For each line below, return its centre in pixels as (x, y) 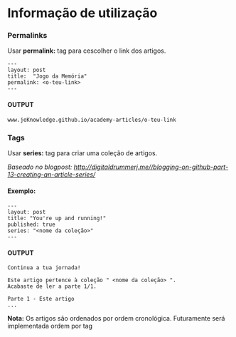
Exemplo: (22, 191)
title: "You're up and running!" (57, 219)
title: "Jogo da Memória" (47, 76)
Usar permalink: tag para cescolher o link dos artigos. (87, 51)
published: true (31, 225)
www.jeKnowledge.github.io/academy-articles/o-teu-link (92, 120)
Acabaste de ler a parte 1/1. (52, 286)
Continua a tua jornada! (44, 268)
